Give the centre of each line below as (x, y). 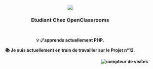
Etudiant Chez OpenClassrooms (70, 20)
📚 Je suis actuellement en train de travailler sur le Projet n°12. (70, 50)
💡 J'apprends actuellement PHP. (70, 40)
